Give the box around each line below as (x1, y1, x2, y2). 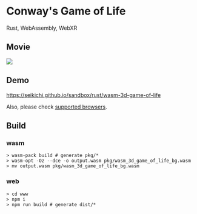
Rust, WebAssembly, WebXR (6, 24, 78, 32)
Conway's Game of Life (6, 4, 126, 18)
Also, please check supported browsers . (6, 103, 107, 110)
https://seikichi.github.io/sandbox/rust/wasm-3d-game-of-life (6, 91, 161, 98)
